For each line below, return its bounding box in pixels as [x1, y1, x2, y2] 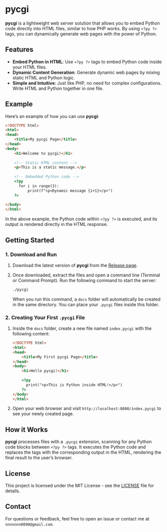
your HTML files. [12, 64, 47, 70]
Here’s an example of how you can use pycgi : [5, 113, 99, 119]
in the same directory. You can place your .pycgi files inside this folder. [12, 301, 159, 307]
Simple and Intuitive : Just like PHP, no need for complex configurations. [12, 80, 162, 86]
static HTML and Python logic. [12, 74, 75, 81]
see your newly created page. [12, 411, 74, 417]
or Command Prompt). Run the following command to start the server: [12, 277, 156, 283]
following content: [12, 331, 50, 337]
